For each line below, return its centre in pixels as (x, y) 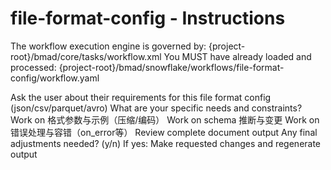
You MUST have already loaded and (237, 56)
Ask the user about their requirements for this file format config (141, 97)
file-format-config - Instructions (148, 18)
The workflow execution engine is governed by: (108, 46)
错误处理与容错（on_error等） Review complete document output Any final (164, 132)
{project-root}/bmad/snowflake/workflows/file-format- (171, 67)
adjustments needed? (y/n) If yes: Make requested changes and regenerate (166, 143)
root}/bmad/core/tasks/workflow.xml (86, 56)
